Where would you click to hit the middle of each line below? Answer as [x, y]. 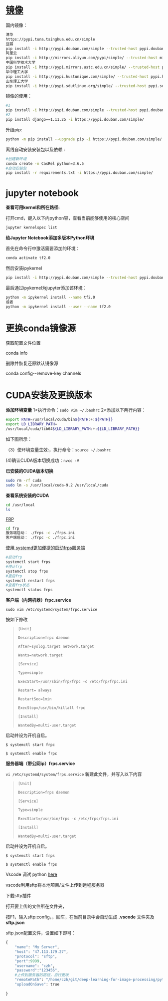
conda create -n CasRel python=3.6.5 [45, 163]
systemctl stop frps [27, 571]
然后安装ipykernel [24, 268]
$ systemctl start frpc [30, 745]
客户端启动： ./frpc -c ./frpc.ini [40, 538]
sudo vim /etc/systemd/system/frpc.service [52, 610]
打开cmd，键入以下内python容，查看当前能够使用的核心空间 [68, 218]
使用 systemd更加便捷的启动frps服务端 [45, 548]
